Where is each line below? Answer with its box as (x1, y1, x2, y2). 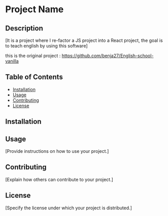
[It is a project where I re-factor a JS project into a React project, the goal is (5, 37, 163, 43)
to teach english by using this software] (5, 43, 88, 49)
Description (5, 24, 43, 33)
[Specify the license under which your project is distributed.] (5, 205, 132, 211)
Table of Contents (5, 73, 63, 82)
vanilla (5, 58, 19, 64)
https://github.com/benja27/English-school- (61, 52, 154, 59)
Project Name (5, 4, 64, 15)
